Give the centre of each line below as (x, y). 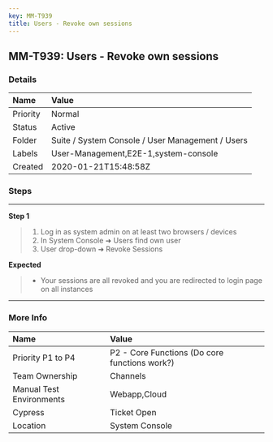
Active (63, 127)
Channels (128, 375)
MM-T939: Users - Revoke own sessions (114, 56)
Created (28, 167)
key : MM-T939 (30, 16)
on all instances (67, 290)
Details (23, 79)
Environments (39, 399)
